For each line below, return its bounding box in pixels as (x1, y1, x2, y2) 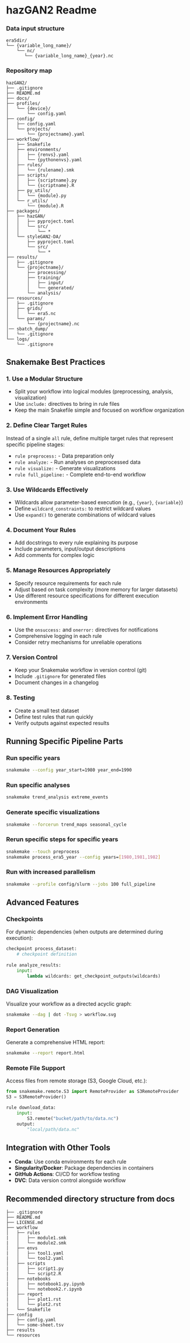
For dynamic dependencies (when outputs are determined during (6, 928, 164, 935)
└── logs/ (6, 336, 30, 342)
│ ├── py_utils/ (6, 187, 51, 193)
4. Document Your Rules (6, 525, 76, 534)
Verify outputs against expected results (14, 719, 110, 726)
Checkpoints (6, 915, 44, 923)
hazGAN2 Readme (6, 4, 97, 17)
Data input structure (6, 25, 65, 33)
